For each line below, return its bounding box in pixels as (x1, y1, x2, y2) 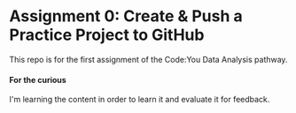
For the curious (9, 74, 66, 85)
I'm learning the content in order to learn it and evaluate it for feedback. (9, 94, 270, 105)
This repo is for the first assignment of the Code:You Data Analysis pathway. (9, 54, 288, 64)
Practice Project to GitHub (9, 25, 205, 45)
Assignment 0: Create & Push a (9, 6, 244, 26)
